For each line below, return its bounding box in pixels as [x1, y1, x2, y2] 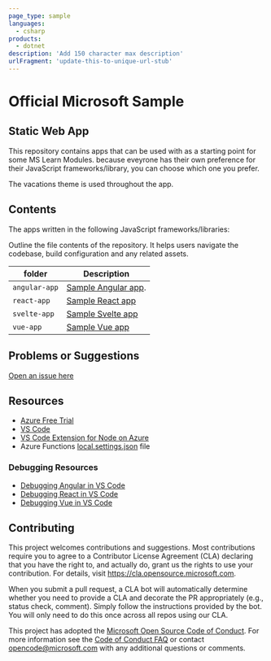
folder [23, 267, 48, 279]
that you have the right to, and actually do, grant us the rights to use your [8, 560, 254, 570]
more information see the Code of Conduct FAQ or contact [8, 635, 205, 645]
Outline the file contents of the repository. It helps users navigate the [8, 240, 238, 250]
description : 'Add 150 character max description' [8, 50, 184, 58]
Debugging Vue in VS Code [20, 498, 112, 507]
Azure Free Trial [20, 415, 75, 425]
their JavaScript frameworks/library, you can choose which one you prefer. [8, 163, 260, 173]
